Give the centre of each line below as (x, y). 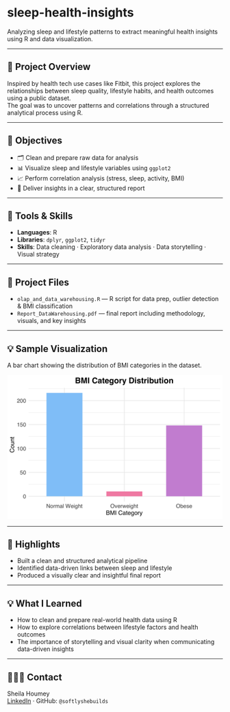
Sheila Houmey (28, 693)
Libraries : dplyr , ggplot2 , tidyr (61, 240)
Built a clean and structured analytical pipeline (82, 561)
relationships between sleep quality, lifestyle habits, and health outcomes (111, 91)
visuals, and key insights (52, 321)
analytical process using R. (45, 112)
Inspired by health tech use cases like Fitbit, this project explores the (104, 83)
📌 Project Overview (49, 67)
